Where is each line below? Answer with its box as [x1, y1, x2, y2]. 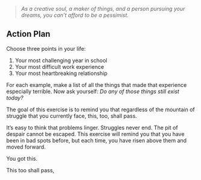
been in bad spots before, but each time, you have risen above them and [6, 137, 187, 144]
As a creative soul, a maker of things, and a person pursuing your [21, 5, 185, 12]
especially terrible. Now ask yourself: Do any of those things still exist [6, 88, 180, 95]
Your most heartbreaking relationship [14, 69, 107, 77]
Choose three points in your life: [6, 45, 86, 52]
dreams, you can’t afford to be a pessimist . [21, 11, 129, 19]
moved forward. [6, 143, 46, 150]
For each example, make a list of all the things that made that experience [6, 81, 187, 88]
